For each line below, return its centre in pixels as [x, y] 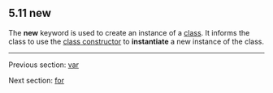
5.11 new [30, 13]
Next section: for [37, 80]
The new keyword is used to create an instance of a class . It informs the [129, 32]
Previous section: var [44, 65]
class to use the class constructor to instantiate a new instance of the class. [136, 41]
